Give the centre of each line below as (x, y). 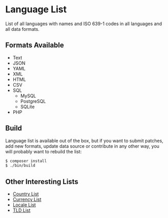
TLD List (22, 210)
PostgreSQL (33, 101)
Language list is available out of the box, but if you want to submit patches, (85, 141)
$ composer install (26, 161)
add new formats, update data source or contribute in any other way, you (82, 146)
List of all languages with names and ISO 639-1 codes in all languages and (84, 24)
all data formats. (23, 29)
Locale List (24, 205)
